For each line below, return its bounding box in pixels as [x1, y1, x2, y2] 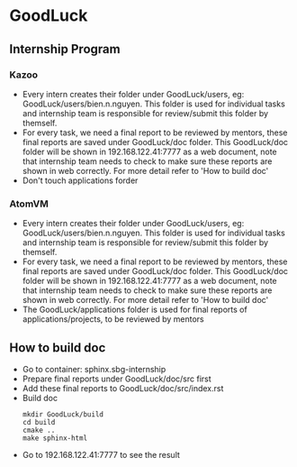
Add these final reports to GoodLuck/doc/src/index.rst [22, 382, 224, 393]
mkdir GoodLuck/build [22, 409, 103, 419]
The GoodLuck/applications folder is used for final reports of [22, 304, 247, 316]
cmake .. [22, 426, 56, 435]
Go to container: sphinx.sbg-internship [22, 363, 166, 374]
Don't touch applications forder [22, 175, 139, 186]
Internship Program [9, 41, 121, 57]
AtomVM [9, 197, 49, 210]
